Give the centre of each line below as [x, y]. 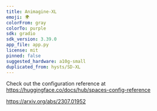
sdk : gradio [21, 34]
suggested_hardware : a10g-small [46, 61]
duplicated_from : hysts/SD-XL [44, 67]
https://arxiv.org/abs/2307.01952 [46, 102]
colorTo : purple [26, 28]
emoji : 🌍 [18, 17]
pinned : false [24, 56]
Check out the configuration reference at [56, 84]
